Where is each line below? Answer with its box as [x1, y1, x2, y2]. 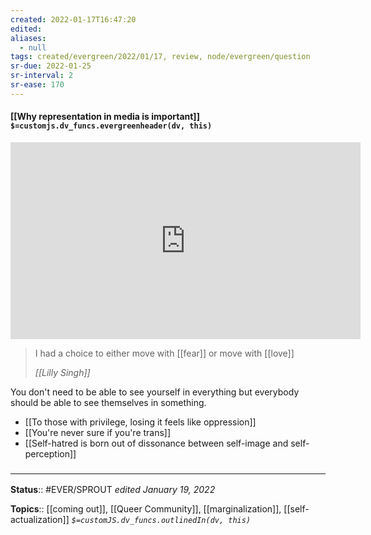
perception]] [24, 447, 77, 460]
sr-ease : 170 [10, 80, 65, 90]
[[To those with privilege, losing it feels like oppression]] [24, 416, 257, 428]
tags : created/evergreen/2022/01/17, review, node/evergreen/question [10, 52, 311, 62]
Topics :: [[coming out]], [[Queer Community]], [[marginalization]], [10, 503, 282, 515]
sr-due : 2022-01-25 [10, 61, 92, 71]
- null [19, 42, 47, 53]
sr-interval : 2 [10, 71, 74, 81]
